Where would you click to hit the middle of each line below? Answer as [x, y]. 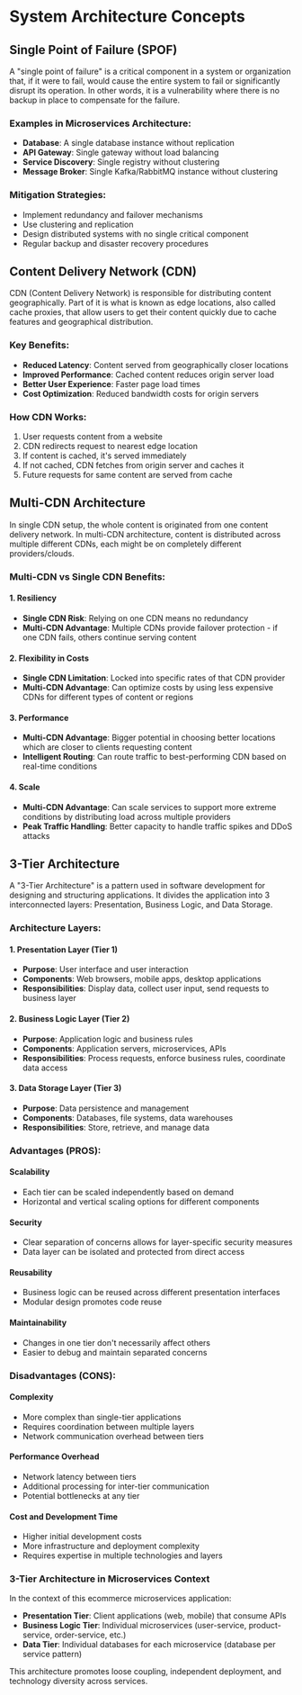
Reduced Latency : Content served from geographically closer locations [155, 365]
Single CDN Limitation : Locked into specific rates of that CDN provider [154, 678]
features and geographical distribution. [81, 322]
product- [265, 1626]
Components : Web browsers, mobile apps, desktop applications [142, 979]
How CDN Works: [48, 417]
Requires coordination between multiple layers [108, 1426]
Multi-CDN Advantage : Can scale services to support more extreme [149, 807]
